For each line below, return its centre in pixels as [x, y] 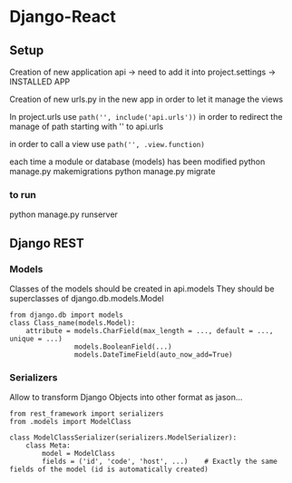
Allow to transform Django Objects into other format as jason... [126, 398]
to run [23, 194]
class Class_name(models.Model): [73, 323]
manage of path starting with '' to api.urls [87, 126]
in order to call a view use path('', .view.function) [107, 144]
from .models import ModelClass [70, 422]
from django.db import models [67, 315]
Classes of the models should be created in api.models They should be [142, 289]
